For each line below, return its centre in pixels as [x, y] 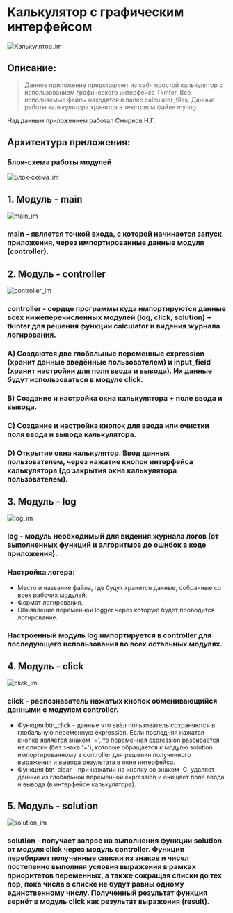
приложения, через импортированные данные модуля [106, 243]
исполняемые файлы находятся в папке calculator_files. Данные [120, 100]
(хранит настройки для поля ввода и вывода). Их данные [110, 371]
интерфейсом [50, 27]
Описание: [32, 68]
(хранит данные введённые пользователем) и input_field [109, 362]
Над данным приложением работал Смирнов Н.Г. [81, 120]
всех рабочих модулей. [52, 595]
